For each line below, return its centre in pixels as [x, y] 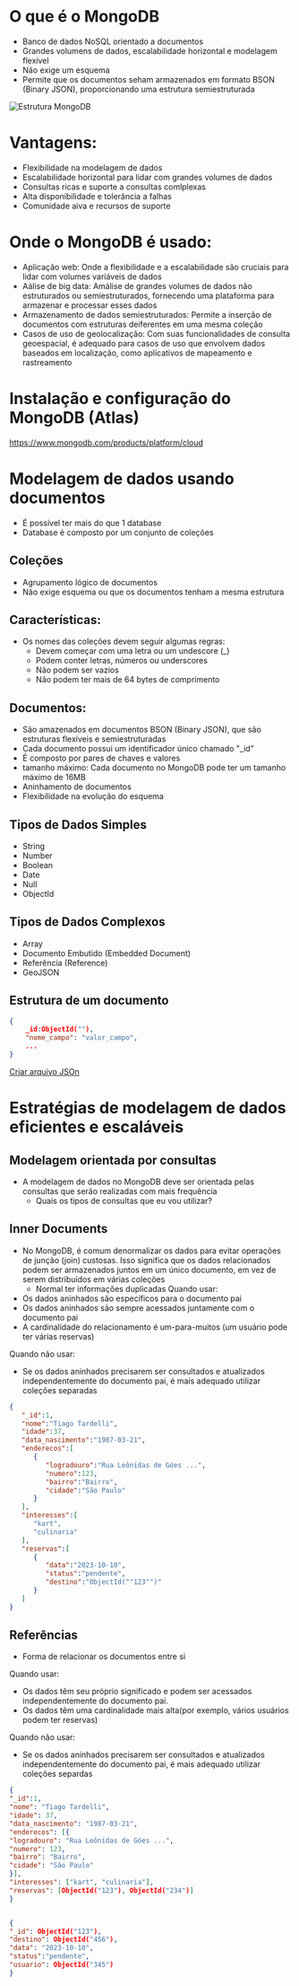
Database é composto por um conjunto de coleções [118, 532]
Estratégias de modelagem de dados [148, 1108]
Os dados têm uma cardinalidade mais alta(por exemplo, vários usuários [155, 1710]
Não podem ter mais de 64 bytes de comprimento [128, 680]
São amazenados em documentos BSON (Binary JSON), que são [141, 730]
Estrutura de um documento [89, 1001]
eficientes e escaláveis [97, 1127]
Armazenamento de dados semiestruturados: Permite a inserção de [147, 314]
